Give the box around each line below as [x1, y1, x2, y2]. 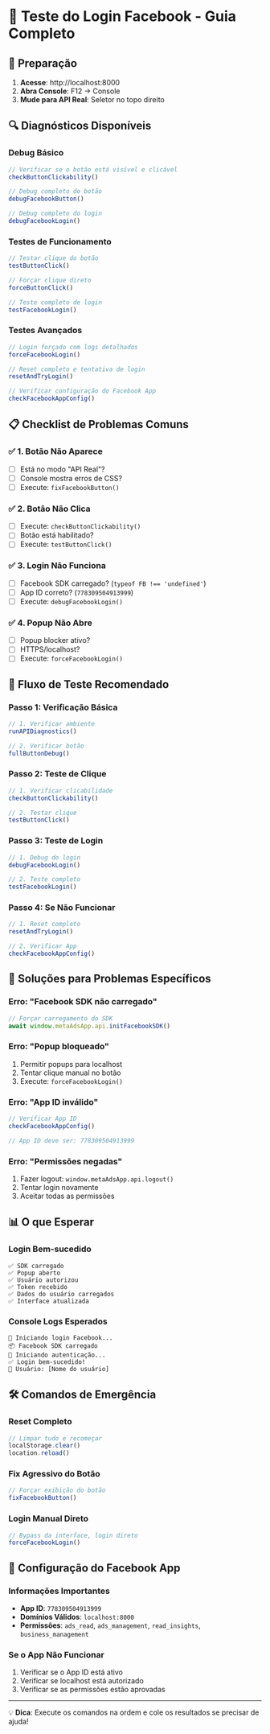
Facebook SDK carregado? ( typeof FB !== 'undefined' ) [19, 579, 207, 588]
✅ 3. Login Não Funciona [8, 560, 106, 571]
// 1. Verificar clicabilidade [8, 786, 113, 795]
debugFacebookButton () [8, 195, 84, 204]
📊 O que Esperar [8, 1215, 95, 1229]
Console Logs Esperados [8, 1316, 108, 1327]
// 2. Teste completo [8, 875, 81, 883]
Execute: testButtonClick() [19, 539, 112, 550]
